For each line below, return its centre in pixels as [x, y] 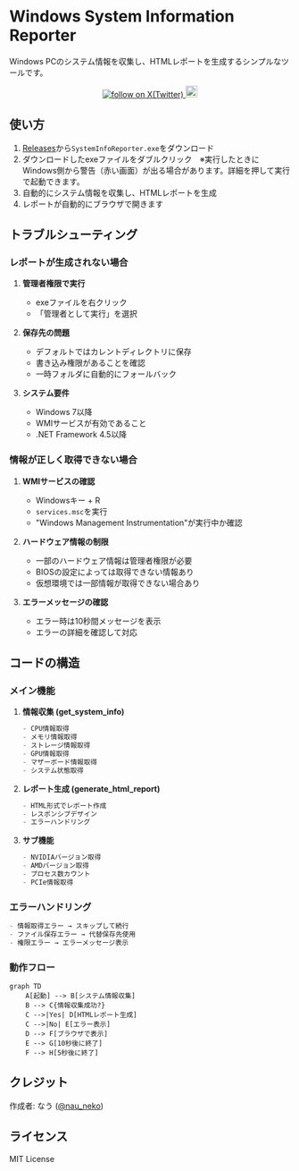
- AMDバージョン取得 [55, 866]
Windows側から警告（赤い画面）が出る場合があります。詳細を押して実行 [156, 170]
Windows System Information [122, 17]
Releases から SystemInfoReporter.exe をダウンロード [118, 148]
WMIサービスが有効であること [91, 423]
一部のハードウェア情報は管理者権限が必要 [114, 560]
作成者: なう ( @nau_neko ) [57, 1106]
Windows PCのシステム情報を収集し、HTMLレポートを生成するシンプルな [145, 61]
